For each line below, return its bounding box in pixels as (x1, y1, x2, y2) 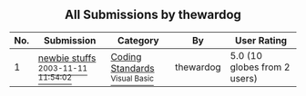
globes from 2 (229, 61, 291, 73)
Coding (110, 50, 142, 62)
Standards (110, 62, 155, 74)
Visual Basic (110, 72, 155, 83)
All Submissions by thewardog (65, 7, 241, 23)
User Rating (235, 34, 288, 46)
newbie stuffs (37, 52, 97, 64)
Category (117, 34, 159, 46)
